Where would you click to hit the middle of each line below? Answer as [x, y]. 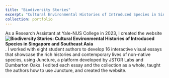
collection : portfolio [29, 19]
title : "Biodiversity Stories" [38, 10]
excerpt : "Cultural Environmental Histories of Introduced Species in [81, 14]
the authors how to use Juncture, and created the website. [66, 70]
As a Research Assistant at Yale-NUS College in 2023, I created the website [84, 33]
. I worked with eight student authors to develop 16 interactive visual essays [83, 49]
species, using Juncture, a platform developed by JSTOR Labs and [74, 60]
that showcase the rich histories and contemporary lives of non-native [78, 54]
